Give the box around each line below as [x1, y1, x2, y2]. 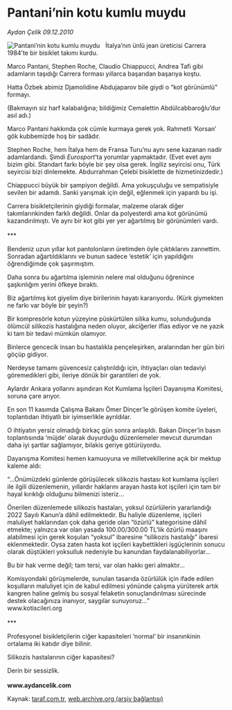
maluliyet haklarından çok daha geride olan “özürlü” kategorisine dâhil [7, 518, 207, 526]
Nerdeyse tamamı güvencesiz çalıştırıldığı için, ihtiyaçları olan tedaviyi [7, 363, 206, 372]
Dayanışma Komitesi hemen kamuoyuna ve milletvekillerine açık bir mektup [7, 454, 222, 462]
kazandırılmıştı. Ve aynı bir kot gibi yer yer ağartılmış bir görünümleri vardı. [7, 217, 219, 225]
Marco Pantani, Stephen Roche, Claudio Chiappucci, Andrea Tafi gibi [7, 62, 204, 70]
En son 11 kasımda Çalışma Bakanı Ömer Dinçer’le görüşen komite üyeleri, [7, 405, 217, 414]
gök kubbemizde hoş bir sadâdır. [7, 132, 100, 140]
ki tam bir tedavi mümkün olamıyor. [7, 329, 107, 337]
